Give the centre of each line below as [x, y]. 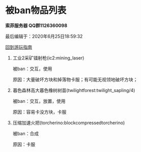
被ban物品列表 [36, 10]
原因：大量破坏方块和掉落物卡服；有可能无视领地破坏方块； [75, 79]
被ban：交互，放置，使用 [39, 101]
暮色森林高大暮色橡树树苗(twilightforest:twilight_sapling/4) [74, 90]
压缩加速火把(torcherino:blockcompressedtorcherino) [69, 123]
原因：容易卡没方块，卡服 [39, 112]
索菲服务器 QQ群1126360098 [36, 25]
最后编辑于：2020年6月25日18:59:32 [44, 36]
